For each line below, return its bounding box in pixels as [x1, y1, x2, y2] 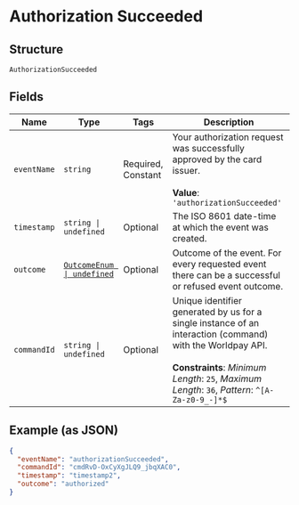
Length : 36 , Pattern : [172, 383, 254, 395]
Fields [9, 89, 44, 104]
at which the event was [172, 221, 269, 233]
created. [172, 232, 207, 244]
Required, [123, 158, 164, 170]
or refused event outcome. [172, 280, 283, 292]
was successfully [172, 142, 245, 154]
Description [203, 116, 255, 128]
